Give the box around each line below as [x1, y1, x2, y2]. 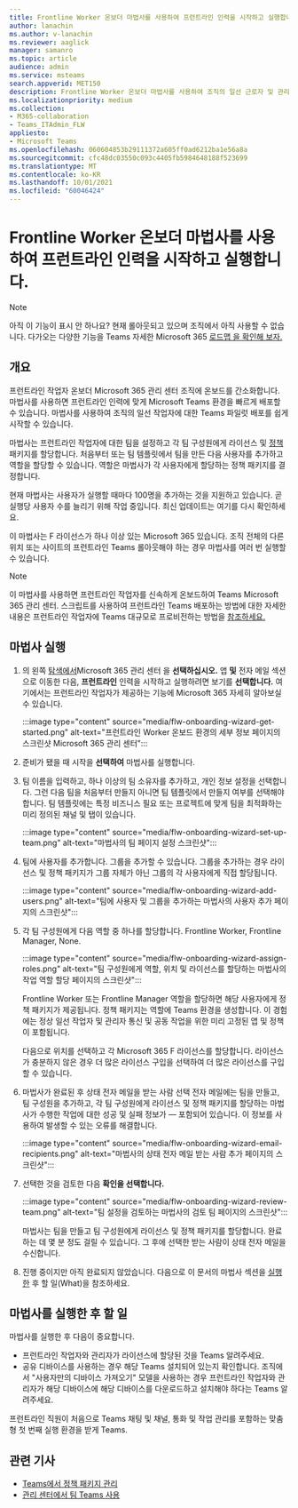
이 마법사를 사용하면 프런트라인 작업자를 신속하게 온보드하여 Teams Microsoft [9, 588, 279, 600]
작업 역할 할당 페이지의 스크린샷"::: [21, 974, 142, 985]
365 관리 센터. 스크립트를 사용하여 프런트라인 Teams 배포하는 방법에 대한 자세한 [9, 600, 286, 610]
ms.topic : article [9, 54, 77, 63]
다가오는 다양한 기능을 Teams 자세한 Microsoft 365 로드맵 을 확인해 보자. [27, 331, 283, 342]
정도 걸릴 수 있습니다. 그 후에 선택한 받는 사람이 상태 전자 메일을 [66, 1236, 286, 1247]
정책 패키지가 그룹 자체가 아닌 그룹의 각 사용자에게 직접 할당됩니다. [48, 867, 278, 878]
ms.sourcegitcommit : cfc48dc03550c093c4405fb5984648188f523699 [9, 153, 248, 163]
